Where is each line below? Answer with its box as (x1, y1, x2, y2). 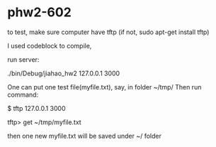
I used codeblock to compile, (7, 41, 92, 50)
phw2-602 (7, 4, 72, 21)
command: (7, 90, 39, 99)
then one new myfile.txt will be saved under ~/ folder (7, 131, 161, 140)
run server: (7, 55, 40, 64)
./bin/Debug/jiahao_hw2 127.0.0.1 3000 (7, 69, 120, 77)
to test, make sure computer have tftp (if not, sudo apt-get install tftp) (7, 28, 210, 36)
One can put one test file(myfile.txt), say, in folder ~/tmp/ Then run (7, 82, 202, 91)
